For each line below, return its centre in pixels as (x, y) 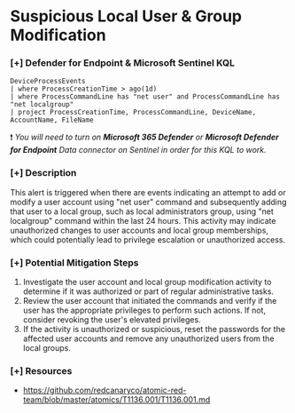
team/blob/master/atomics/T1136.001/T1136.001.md (116, 400)
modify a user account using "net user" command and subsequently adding (148, 202)
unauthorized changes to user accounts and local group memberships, (140, 230)
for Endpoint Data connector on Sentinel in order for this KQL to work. (138, 150)
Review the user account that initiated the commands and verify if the (150, 301)
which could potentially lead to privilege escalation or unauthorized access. (148, 239)
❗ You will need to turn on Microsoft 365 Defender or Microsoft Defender (145, 137)
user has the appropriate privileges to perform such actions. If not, (144, 310)
